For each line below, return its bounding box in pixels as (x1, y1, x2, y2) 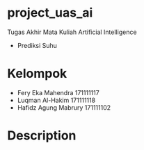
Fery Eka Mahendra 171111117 (17, 88, 99, 97)
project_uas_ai (7, 5, 93, 21)
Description (7, 128, 77, 144)
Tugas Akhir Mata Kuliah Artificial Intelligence (7, 28, 137, 36)
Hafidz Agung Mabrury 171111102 (17, 103, 111, 112)
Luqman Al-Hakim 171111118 (17, 96, 96, 104)
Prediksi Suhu (17, 41, 58, 49)
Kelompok (7, 66, 67, 81)
